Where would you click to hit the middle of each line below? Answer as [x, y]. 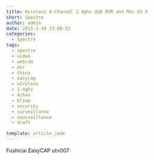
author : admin [24, 23]
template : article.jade [36, 134]
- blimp [21, 100]
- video [21, 56]
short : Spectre [25, 17]
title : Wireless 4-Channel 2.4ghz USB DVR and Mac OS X [77, 12]
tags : [13, 45]
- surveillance [30, 112]
